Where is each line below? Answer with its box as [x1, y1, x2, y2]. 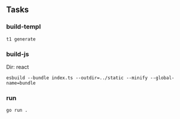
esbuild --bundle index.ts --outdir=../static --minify [6, 74, 148, 81]
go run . [6, 107, 28, 114]
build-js [6, 50, 29, 58]
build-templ [6, 23, 41, 31]
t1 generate [6, 36, 36, 42]
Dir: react [6, 63, 29, 70]
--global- [150, 74, 175, 81]
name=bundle [6, 80, 36, 86]
